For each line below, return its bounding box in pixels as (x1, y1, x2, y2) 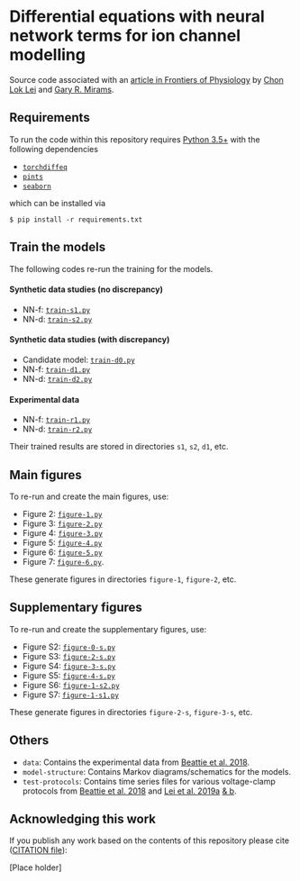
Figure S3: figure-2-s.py (22, 650, 116, 661)
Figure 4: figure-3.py (22, 527, 104, 538)
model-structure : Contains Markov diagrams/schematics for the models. (22, 766, 291, 777)
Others (9, 732, 50, 749)
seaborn (22, 182, 51, 191)
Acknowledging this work (9, 812, 156, 826)
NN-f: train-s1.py (22, 304, 91, 314)
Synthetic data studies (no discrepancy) (9, 284, 164, 295)
